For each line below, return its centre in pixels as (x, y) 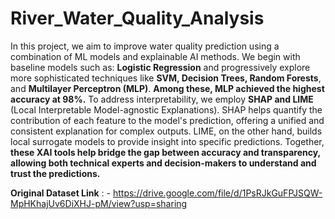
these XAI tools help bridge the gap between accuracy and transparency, (165, 152)
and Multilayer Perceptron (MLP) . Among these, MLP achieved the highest (167, 88)
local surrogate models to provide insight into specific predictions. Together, (167, 141)
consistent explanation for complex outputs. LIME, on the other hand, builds (166, 131)
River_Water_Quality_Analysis (137, 18)
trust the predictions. (55, 173)
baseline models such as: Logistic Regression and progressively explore (160, 67)
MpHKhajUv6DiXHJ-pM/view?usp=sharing (99, 203)
